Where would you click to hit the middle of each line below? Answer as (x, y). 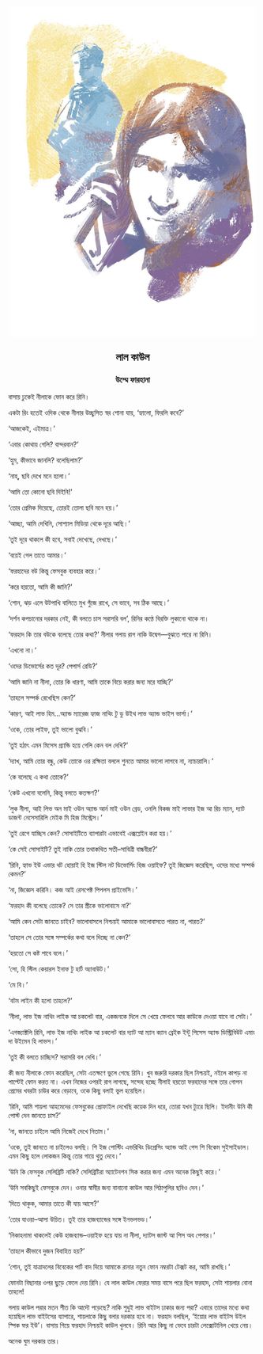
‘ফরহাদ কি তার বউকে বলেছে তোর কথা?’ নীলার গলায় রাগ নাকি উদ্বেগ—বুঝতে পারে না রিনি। (111, 634)
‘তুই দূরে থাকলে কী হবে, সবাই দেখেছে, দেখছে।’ (62, 539)
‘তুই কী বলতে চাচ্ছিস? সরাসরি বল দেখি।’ (54, 1057)
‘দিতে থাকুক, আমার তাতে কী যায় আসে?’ (54, 1204)
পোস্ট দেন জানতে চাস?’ (35, 1116)
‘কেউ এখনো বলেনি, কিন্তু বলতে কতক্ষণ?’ (54, 793)
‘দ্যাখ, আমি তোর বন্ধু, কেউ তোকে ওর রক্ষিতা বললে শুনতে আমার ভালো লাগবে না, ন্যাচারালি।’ (111, 761)
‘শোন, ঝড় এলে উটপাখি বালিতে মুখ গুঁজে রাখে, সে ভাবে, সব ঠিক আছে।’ (89, 603)
